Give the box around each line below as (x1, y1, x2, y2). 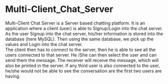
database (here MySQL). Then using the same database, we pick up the (5, 36, 154, 42)
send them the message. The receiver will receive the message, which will (5, 57, 159, 63)
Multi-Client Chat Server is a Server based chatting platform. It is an (5, 20, 145, 26)
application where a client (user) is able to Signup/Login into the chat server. (5, 25, 163, 31)
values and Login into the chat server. (5, 41, 83, 47)
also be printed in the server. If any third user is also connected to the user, (5, 62, 160, 68)
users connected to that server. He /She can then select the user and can (5, 51, 157, 58)
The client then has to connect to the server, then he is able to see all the (5, 46, 156, 52)
